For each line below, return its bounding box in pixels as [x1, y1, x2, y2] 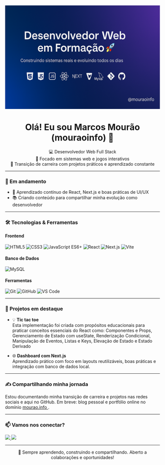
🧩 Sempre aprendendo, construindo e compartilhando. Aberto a [18, 449, 147, 455]
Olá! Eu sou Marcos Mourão [25, 121, 140, 133]
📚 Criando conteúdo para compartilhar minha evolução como [12, 194, 137, 200]
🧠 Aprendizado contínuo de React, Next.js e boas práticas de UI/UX [12, 189, 149, 195]
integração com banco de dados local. [12, 363, 90, 369]
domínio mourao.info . [5, 404, 50, 410]
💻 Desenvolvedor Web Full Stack [49, 148, 116, 154]
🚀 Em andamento [5, 178, 47, 185]
